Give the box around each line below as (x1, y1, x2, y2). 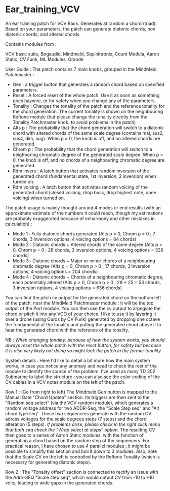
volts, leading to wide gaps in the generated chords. (5, 479, 114, 486)
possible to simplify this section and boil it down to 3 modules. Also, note (5, 448, 157, 454)
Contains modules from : (5, 41, 57, 47)
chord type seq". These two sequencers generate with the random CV (5, 410, 152, 416)
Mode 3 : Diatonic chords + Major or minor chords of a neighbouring (12, 258, 155, 264)
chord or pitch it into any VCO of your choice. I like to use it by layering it (5, 311, 156, 317)
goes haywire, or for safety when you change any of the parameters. (12, 98, 156, 104)
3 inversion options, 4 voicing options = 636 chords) (12, 285, 122, 291)
